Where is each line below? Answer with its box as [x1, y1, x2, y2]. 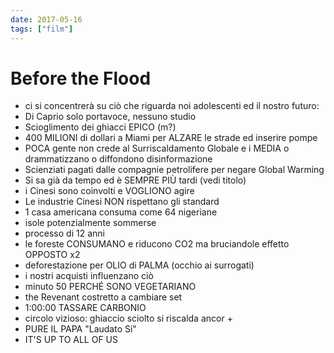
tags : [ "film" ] [10, 24, 74, 34]
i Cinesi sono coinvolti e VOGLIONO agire [24, 185, 195, 197]
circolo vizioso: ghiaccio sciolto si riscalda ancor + [24, 312, 233, 325]
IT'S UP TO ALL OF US [24, 334, 119, 346]
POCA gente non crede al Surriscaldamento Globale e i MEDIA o [24, 142, 290, 155]
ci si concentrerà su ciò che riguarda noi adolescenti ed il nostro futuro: [24, 100, 320, 112]
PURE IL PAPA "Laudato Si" [24, 323, 137, 335]
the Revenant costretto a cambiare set [24, 291, 183, 303]
